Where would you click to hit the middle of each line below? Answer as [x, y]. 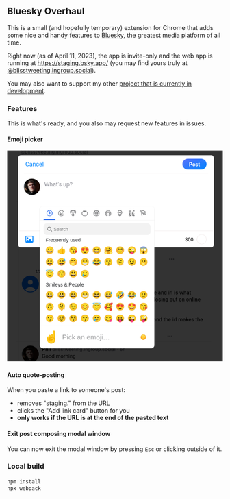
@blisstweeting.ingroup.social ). [51, 70]
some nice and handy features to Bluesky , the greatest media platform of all [114, 35]
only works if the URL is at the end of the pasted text [93, 418]
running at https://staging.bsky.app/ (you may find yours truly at [97, 63]
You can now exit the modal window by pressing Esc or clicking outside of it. [115, 449]
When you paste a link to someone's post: [66, 390]
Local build [26, 467]
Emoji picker [25, 139]
